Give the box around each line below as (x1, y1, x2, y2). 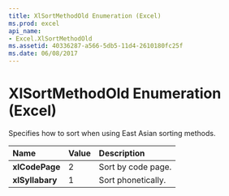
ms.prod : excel (8, 19, 60, 28)
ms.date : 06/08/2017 (8, 49, 79, 58)
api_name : (8, 27, 42, 35)
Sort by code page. (98, 161, 172, 173)
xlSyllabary (12, 174, 58, 185)
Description (98, 147, 145, 159)
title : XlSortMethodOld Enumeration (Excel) (8, 11, 162, 20)
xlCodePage (12, 161, 61, 173)
